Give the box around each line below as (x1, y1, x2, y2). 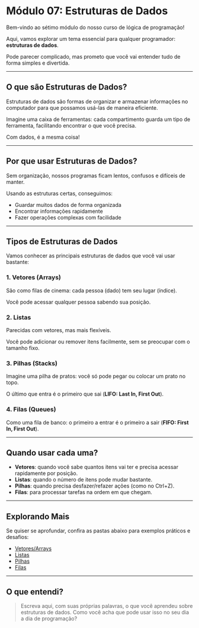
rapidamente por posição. (14, 470, 78, 477)
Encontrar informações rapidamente (14, 208, 104, 215)
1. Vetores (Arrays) (6, 273, 61, 282)
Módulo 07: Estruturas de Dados (6, 4, 168, 18)
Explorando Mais (6, 511, 70, 521)
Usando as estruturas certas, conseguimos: (6, 190, 113, 197)
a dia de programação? (20, 615, 78, 622)
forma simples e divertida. (6, 59, 70, 66)
